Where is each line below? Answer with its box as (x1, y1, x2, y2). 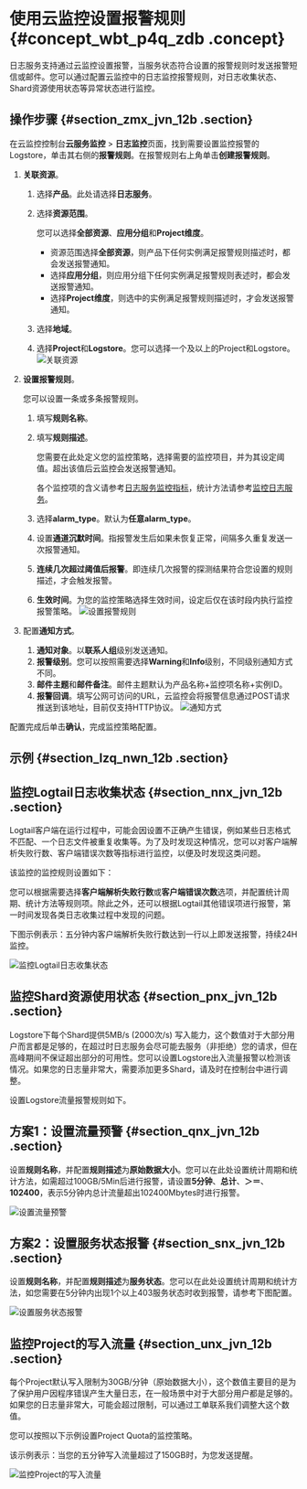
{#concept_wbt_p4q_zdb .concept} (9, 28, 286, 49)
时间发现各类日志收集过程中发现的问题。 (16, 909, 170, 920)
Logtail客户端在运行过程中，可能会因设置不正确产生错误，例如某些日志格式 (9, 824, 291, 835)
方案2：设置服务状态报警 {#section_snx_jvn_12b (9, 1236, 286, 1251)
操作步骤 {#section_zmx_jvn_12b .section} (9, 112, 254, 128)
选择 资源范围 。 (36, 208, 93, 219)
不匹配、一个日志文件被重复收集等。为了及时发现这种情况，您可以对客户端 (9, 836, 290, 847)
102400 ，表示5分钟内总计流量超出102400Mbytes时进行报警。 (9, 1186, 245, 1198)
